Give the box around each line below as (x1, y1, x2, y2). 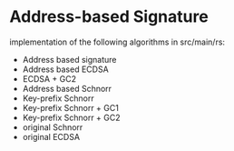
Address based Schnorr (22, 83, 112, 94)
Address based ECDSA (22, 64, 109, 75)
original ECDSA (22, 131, 80, 142)
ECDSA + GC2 (22, 73, 77, 84)
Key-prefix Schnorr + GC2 (22, 112, 121, 123)
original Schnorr (22, 121, 83, 133)
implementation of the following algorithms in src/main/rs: (9, 36, 225, 47)
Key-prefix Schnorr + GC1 (22, 102, 120, 113)
